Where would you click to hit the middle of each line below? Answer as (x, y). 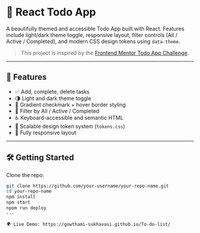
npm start (18, 203)
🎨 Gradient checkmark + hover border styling (70, 104)
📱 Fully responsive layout (45, 132)
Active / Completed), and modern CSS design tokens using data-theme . (93, 41)
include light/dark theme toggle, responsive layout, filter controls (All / (92, 35)
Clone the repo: (25, 175)
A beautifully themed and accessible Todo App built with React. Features (95, 29)
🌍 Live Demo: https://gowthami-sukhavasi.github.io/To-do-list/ (88, 224)
